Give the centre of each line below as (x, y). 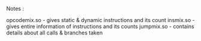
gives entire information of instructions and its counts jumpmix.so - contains (100, 26)
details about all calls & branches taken (55, 33)
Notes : (15, 9)
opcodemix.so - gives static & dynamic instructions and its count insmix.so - (100, 20)
